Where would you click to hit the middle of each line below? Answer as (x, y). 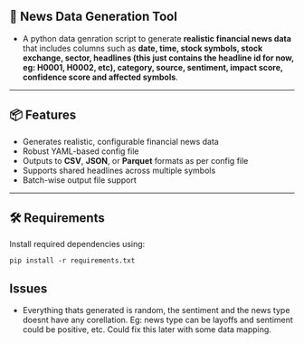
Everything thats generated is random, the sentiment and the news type (156, 311)
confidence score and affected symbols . (100, 77)
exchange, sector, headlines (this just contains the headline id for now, (158, 57)
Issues (28, 288)
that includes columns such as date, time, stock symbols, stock (142, 48)
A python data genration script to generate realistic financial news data (157, 38)
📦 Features (43, 115)
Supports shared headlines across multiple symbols (119, 170)
